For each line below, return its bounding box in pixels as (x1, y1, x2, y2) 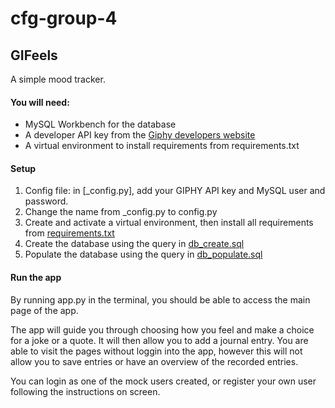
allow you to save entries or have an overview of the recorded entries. (10, 355, 299, 367)
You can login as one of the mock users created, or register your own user (10, 375, 317, 387)
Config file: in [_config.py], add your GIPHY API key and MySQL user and (24, 185, 326, 197)
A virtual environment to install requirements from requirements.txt (24, 140, 300, 152)
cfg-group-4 (10, 7, 118, 30)
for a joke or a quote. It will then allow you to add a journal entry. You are (10, 334, 309, 346)
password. (24, 195, 69, 207)
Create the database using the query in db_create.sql (24, 238, 245, 250)
